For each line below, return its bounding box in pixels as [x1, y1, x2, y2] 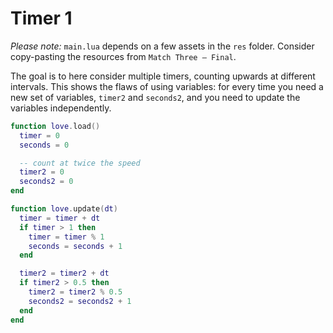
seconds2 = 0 [19, 177, 74, 187]
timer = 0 [19, 130, 60, 141]
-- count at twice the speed [19, 158, 141, 168]
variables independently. [10, 102, 112, 114]
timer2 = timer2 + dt [19, 268, 110, 279]
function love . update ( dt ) [10, 204, 118, 214]
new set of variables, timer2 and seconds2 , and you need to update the [10, 91, 301, 103]
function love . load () [10, 121, 101, 131]
